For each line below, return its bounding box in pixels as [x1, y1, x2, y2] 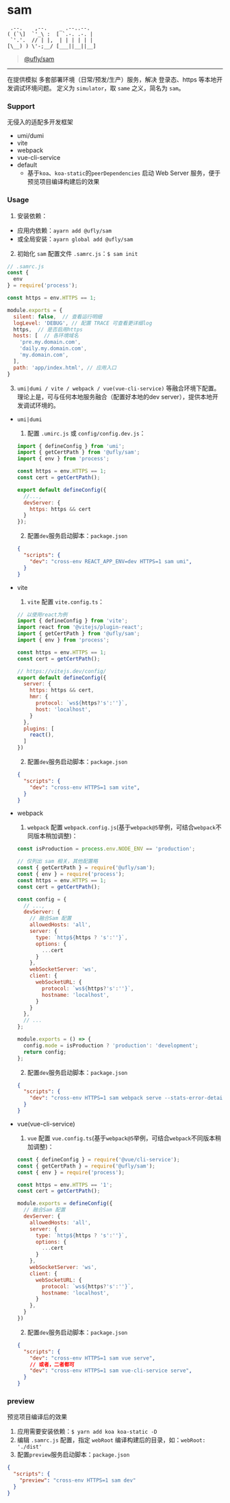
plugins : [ [23, 725, 55, 732]
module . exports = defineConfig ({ [16, 1200, 113, 1207]
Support [7, 102, 36, 111]
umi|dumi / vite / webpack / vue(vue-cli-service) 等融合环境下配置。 [16, 383, 220, 392]
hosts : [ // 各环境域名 [13, 332, 79, 340]
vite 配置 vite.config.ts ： [27, 597, 105, 606]
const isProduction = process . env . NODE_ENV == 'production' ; [16, 846, 196, 853]
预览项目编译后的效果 [7, 1412, 67, 1421]
